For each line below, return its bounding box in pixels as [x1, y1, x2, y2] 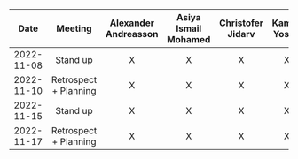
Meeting [56, 22, 92, 34]
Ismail [176, 22, 202, 34]
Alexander [109, 17, 155, 29]
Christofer [218, 17, 264, 29]
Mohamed [167, 34, 211, 45]
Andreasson [105, 28, 159, 40]
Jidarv [227, 28, 255, 40]
